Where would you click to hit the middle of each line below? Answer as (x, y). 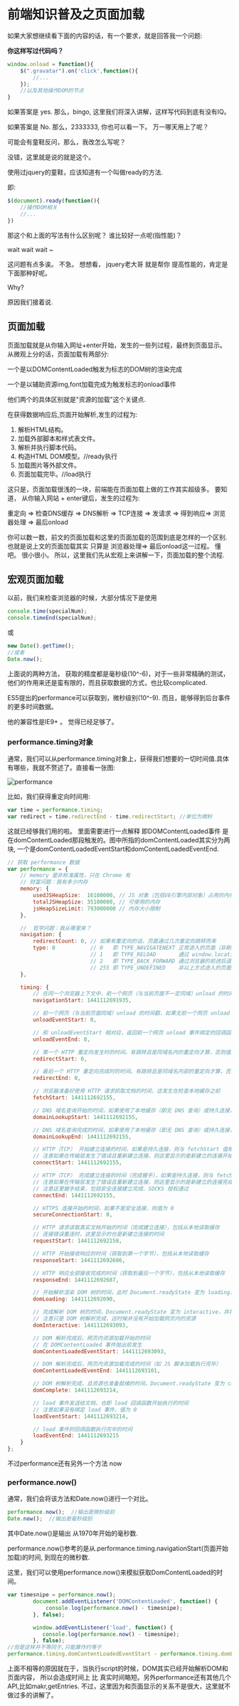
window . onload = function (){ (51, 64)
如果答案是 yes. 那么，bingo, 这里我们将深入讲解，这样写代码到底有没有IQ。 (119, 112)
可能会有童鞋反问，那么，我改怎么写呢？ (67, 142)
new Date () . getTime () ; (41, 646)
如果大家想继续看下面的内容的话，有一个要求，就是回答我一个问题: (105, 36)
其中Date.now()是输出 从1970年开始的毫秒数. (73, 1533)
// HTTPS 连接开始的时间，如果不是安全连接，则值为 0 (103, 1208)
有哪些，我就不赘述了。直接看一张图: (62, 767)
